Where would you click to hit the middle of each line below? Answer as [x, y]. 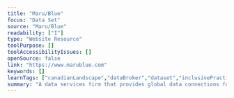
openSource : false [34, 59]
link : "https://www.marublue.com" [57, 65]
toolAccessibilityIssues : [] [49, 52]
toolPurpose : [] [31, 46]
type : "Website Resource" [45, 39]
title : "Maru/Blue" [36, 13]
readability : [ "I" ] [36, 33]
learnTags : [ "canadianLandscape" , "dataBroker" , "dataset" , [93, 78]
